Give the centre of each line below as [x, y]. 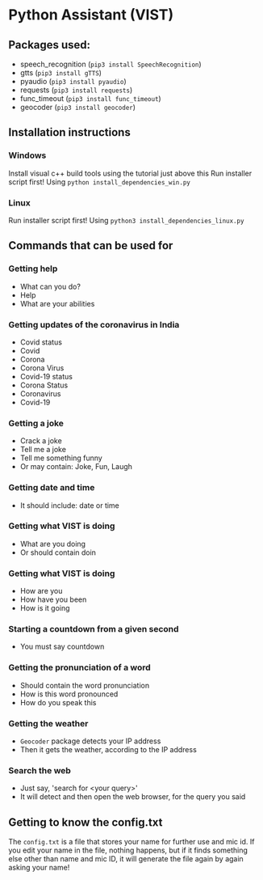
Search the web [40, 770]
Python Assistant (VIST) [91, 15]
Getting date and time [52, 488]
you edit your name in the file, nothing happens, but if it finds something [128, 850]
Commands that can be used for [91, 245]
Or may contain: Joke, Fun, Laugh [76, 467]
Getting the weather [48, 723]
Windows [27, 155]
